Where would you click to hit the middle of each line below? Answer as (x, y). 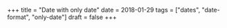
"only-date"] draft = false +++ (74, 17)
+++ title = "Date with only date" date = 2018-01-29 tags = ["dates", (104, 10)
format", (19, 17)
